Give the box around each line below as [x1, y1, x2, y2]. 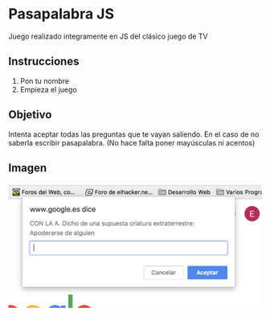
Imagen [8, 161, 47, 174]
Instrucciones [8, 55, 80, 68]
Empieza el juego [19, 84, 78, 94]
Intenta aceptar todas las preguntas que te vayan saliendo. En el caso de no [8, 129, 260, 139]
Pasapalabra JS [8, 5, 115, 23]
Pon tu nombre [19, 76, 70, 85]
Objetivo [8, 108, 52, 121]
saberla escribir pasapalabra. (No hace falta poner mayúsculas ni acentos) [8, 137, 256, 147]
